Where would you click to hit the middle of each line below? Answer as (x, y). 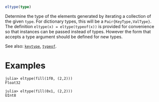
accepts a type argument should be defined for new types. (64, 37)
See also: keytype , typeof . (31, 46)
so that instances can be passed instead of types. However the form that (78, 31)
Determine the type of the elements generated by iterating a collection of (78, 16)
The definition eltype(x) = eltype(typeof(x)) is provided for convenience (80, 26)
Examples (25, 66)
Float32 (13, 83)
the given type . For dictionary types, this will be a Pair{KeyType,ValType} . (78, 21)
